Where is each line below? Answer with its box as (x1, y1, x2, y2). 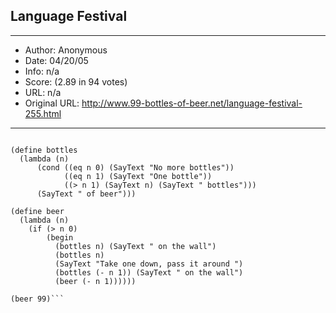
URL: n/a (24, 86, 62, 98)
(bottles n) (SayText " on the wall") (54, 241, 217, 251)
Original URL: (24, 97, 80, 109)
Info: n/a (24, 65, 60, 77)
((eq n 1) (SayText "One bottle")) (63, 171, 213, 181)
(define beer (10, 206, 65, 216)
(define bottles (10, 145, 78, 155)
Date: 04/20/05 (24, 54, 89, 66)
